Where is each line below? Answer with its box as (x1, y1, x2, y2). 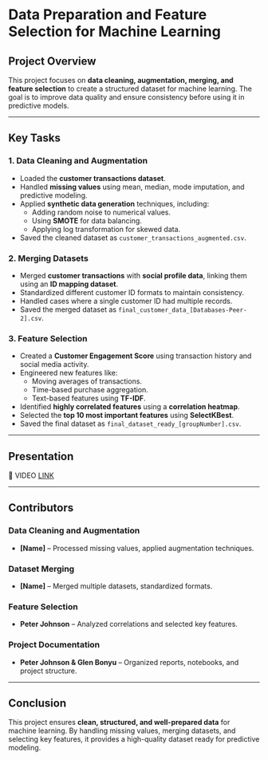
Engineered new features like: (19, 368, 118, 378)
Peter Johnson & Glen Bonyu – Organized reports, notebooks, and (19, 657, 239, 667)
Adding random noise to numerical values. (31, 207, 171, 217)
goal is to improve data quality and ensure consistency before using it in (8, 93, 245, 101)
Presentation (8, 449, 74, 463)
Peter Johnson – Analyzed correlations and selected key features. (19, 620, 238, 629)
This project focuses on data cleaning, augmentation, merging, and (8, 76, 234, 85)
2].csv (19, 314, 42, 322)
